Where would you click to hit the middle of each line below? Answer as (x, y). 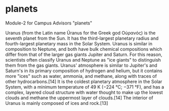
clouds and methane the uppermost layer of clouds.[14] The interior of (79, 98)
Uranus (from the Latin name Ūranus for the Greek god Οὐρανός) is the (80, 33)
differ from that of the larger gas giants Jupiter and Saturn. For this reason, (84, 54)
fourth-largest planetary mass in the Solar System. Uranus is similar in (79, 43)
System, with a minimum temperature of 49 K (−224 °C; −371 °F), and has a (85, 87)
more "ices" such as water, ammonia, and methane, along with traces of (81, 76)
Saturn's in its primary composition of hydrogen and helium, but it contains (84, 71)
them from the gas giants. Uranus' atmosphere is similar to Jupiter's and (81, 65)
